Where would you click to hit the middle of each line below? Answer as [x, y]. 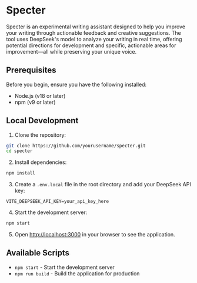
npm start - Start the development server [64, 267]
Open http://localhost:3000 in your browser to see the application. [95, 235]
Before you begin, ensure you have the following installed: [76, 84]
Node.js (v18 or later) [40, 96]
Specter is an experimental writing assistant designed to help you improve [96, 27]
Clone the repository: [40, 135]
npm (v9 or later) [35, 102]
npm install [21, 173]
